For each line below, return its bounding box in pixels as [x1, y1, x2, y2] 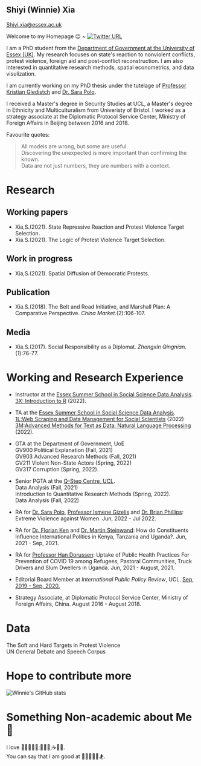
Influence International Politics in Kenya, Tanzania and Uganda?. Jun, [14, 533, 187, 540]
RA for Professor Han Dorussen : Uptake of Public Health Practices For [14, 551, 190, 558]
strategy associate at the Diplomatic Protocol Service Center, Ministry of [6, 113, 186, 120]
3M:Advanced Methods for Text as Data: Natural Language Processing [14, 422, 191, 429]
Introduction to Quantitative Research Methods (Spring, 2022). [14, 490, 171, 498]
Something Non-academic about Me [6, 710, 192, 724]
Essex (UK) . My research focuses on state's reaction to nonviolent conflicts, [6, 51, 195, 58]
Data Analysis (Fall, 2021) [14, 484, 78, 491]
